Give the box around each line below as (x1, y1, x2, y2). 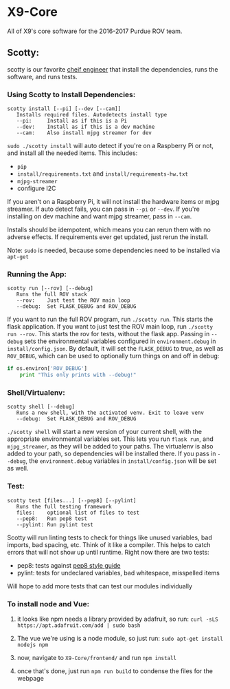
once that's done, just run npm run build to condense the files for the (16, 666, 213, 675)
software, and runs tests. (7, 72, 78, 81)
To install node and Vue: (7, 599, 90, 608)
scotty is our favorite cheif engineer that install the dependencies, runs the (7, 65, 218, 73)
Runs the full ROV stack (16, 291, 88, 298)
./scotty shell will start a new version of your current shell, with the (7, 428, 203, 436)
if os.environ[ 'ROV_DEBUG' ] (7, 365, 88, 372)
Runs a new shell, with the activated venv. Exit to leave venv (16, 409, 205, 417)
